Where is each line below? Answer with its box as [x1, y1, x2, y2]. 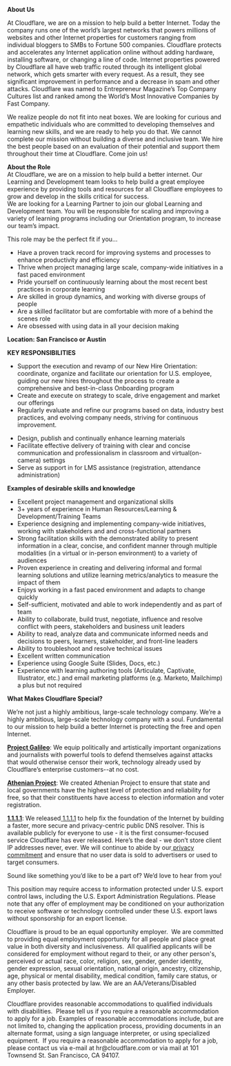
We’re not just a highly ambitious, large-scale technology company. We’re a [7, 708, 221, 716]
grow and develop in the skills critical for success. [7, 192, 150, 200]
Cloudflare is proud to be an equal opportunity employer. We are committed [7, 928, 224, 935]
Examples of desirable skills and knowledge [7, 484, 136, 492]
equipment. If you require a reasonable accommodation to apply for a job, [7, 1036, 219, 1045]
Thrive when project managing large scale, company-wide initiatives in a [17, 263, 223, 271]
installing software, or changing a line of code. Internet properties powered [7, 55, 221, 64]
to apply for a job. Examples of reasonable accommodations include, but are [7, 1014, 224, 1022]
